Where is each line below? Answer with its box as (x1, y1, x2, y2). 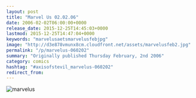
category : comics (6, 58, 50, 64)
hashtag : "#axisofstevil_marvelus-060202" (6, 64, 114, 70)
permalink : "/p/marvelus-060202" (6, 48, 90, 53)
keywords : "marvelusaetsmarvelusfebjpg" (6, 36, 109, 42)
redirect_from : (6, 69, 44, 75)
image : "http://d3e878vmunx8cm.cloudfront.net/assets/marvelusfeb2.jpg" (6, 42, 191, 48)
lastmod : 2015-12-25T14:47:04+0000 (6, 31, 95, 37)
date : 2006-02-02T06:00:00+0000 (6, 20, 87, 26)
